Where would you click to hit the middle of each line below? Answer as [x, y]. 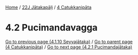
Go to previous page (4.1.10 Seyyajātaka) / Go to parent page [69, 41]
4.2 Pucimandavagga [52, 28]
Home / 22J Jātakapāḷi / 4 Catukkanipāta [49, 7]
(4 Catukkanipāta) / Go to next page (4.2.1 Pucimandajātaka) [69, 47]
